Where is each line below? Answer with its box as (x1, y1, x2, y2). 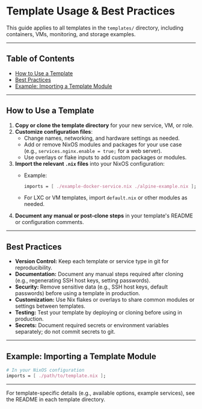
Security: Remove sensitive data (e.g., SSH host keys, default (14, 283, 168, 290)
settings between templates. (14, 302, 86, 310)
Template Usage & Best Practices (6, 4, 176, 18)
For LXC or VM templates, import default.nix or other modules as (23, 194, 188, 201)
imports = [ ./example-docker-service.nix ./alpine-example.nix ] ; (23, 183, 197, 189)
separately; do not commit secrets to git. (14, 328, 115, 336)
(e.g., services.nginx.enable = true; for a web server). (23, 147, 162, 154)
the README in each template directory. (6, 396, 106, 403)
